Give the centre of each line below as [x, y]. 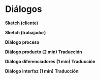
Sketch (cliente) [22, 23]
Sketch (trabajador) [26, 32]
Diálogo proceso [22, 42]
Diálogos [24, 9]
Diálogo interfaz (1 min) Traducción [42, 71]
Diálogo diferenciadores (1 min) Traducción [50, 61]
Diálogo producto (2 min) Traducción [44, 52]
